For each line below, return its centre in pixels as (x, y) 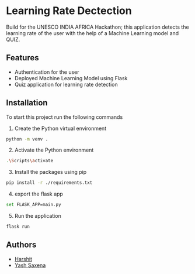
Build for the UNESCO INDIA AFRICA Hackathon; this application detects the (97, 27)
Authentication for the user (47, 72)
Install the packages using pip (50, 172)
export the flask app (39, 194)
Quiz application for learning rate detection (66, 84)
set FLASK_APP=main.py (34, 205)
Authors (21, 245)
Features (22, 58)
